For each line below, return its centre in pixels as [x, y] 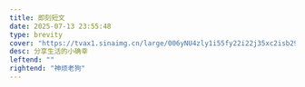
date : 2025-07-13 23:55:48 [60, 26]
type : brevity [36, 34]
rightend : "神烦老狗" [48, 69]
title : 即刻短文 [37, 18]
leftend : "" [32, 60]
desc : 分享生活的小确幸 [49, 52]
